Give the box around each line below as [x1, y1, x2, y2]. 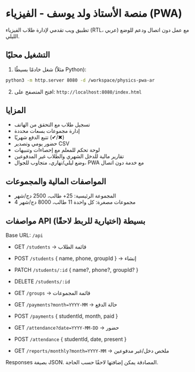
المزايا [5, 106, 26, 116]
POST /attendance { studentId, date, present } [14, 336, 127, 343]
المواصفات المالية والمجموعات [5, 176, 106, 187]
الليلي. [5, 32, 20, 39]
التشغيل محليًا [5, 50, 51, 60]
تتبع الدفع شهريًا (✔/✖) [14, 134, 65, 141]
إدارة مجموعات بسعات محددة [14, 128, 80, 135]
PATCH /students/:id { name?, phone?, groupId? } [14, 266, 139, 274]
